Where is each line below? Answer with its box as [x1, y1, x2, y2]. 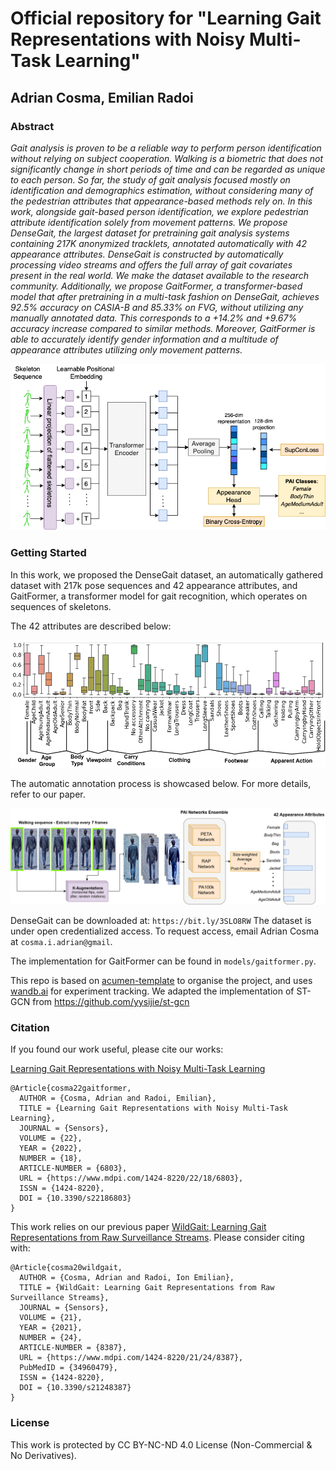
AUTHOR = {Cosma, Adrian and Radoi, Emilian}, [19, 1093, 217, 1104]
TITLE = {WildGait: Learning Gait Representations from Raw [19, 1283, 275, 1293]
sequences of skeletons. [10, 600, 112, 612]
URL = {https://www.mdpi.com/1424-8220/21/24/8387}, [19, 1353, 244, 1363]
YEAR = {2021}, [19, 1323, 83, 1333]
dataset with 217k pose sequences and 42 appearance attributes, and [10, 579, 298, 591]
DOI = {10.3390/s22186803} [19, 1193, 132, 1204]
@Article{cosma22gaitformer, [10, 1083, 132, 1094]
